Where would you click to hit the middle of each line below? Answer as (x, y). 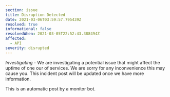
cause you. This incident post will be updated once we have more (75, 73)
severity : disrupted (27, 48)
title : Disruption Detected (35, 15)
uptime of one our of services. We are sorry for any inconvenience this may (85, 68)
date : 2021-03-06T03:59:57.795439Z (43, 19)
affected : (16, 39)
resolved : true (22, 24)
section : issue (22, 10)
